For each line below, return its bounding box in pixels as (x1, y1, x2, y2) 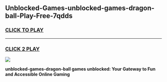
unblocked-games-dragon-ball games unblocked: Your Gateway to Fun (5, 66, 156, 72)
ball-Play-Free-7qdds (5, 12, 73, 20)
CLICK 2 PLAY (5, 45, 40, 52)
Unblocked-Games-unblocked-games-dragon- (5, 4, 155, 12)
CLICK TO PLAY (5, 27, 44, 34)
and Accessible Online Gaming (5, 71, 70, 77)
